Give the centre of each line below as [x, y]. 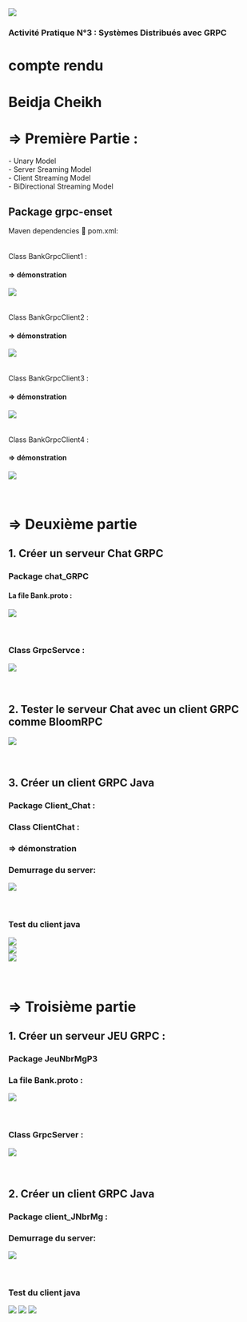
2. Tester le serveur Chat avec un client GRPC [124, 709]
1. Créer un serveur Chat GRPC [86, 553]
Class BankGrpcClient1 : [48, 257]
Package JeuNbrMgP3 [53, 1058]
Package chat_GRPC [49, 576]
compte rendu [56, 66]
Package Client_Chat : [52, 805]
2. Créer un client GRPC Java [82, 1194]
